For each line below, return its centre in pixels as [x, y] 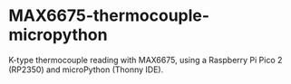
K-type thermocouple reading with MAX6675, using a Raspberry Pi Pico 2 [145, 60]
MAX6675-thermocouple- [109, 16]
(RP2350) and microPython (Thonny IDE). [86, 70]
